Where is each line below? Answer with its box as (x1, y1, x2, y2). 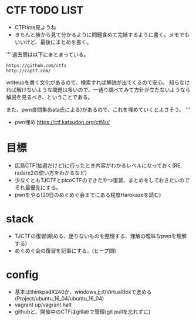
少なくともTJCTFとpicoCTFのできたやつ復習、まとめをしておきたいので (14, 176, 190, 183)
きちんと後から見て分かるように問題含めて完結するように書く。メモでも (14, 31, 190, 38)
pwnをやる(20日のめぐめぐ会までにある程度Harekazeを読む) (14, 191, 161, 198)
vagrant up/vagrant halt (14, 301, 72, 308)
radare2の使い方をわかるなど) (14, 169, 87, 176)
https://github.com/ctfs (6, 62, 67, 68)
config (6, 268, 39, 281)
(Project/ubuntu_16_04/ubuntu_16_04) (14, 295, 104, 302)
